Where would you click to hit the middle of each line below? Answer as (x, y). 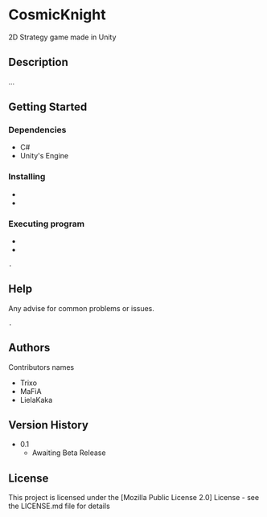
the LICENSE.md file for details (59, 506)
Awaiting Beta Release (69, 453)
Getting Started (48, 107)
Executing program (47, 224)
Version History (48, 425)
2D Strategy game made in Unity (62, 37)
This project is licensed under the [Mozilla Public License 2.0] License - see (134, 498)
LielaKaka (36, 400)
